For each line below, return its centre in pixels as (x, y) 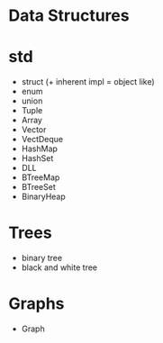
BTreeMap (41, 177)
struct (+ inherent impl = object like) (88, 82)
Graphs (36, 304)
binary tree (42, 258)
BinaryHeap (44, 197)
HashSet (37, 158)
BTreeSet (38, 187)
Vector (34, 130)
